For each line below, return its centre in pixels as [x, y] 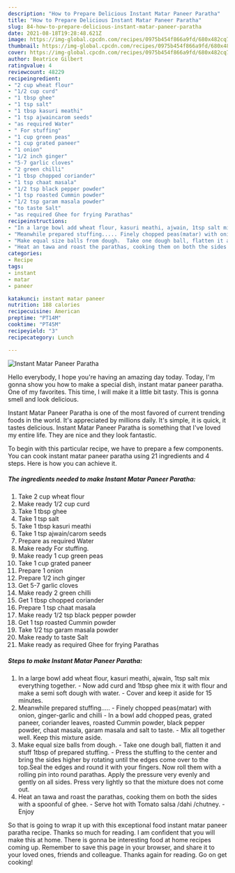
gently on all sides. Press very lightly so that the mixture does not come [121, 782]
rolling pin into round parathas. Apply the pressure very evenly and [114, 775]
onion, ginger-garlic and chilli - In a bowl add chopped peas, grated [115, 715]
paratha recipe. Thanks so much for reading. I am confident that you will [112, 833]
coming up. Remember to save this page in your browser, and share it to [111, 847]
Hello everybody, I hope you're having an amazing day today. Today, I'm [112, 377]
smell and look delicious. [43, 399]
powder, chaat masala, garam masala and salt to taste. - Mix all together [121, 730]
